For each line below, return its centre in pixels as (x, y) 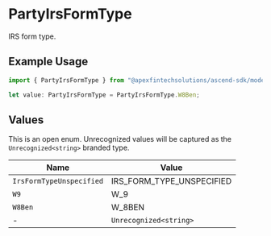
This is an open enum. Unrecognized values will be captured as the (120, 139)
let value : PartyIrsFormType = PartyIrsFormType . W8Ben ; (104, 95)
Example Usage (48, 62)
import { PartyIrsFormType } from (67, 80)
